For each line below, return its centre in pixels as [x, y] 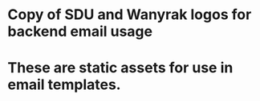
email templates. [64, 85]
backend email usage [80, 31]
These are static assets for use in [120, 68]
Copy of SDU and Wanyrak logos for [130, 15]
